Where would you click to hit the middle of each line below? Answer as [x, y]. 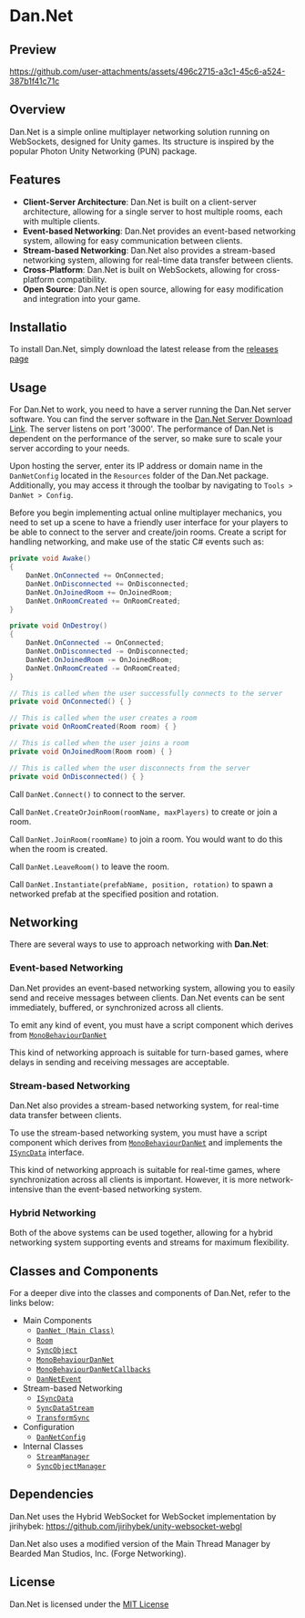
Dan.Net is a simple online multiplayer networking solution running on [140, 131]
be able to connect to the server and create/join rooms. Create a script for [148, 532]
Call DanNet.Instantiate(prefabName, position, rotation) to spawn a [141, 884]
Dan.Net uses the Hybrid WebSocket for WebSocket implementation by [143, 1516]
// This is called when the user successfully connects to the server [146, 693]
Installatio [38, 328]
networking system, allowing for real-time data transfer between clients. [158, 260]
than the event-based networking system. [123, 1189]
